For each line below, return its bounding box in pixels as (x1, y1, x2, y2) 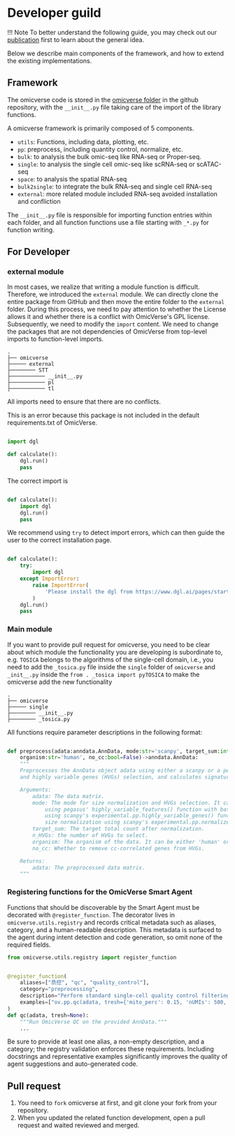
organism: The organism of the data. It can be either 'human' (32, 838, 220, 845)
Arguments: (20, 786, 52, 793)
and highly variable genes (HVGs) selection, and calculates (20, 774, 201, 781)
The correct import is (7, 477, 69, 485)
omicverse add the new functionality (7, 678, 113, 686)
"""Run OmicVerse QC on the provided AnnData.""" (20, 1018, 168, 1025)
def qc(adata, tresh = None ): (7, 1011, 90, 1019)
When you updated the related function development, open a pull (17, 1114, 206, 1122)
